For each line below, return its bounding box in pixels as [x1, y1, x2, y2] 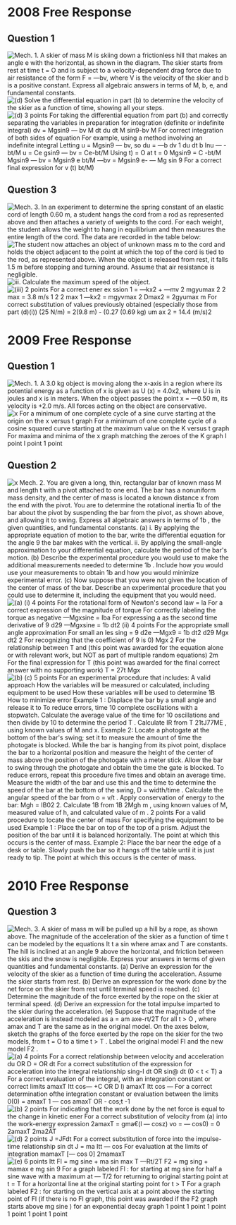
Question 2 [7, 459, 57, 471]
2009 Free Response [7, 332, 132, 348]
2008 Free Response [7, 4, 132, 20]
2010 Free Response [7, 878, 129, 893]
